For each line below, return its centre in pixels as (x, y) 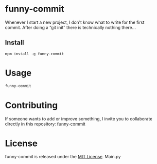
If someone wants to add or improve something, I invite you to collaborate (79, 119)
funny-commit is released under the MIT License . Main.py (63, 157)
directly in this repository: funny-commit (45, 124)
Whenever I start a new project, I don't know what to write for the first (75, 22)
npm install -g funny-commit (35, 54)
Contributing (31, 105)
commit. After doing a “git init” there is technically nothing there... (70, 27)
